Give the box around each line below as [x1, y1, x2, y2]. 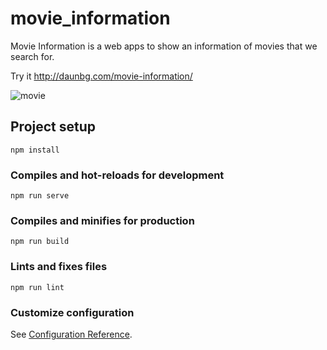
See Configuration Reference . [10, 328, 133, 340]
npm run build [10, 237, 70, 247]
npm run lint [10, 282, 65, 292]
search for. [10, 50, 55, 62]
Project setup [10, 118, 97, 136]
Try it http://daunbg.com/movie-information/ [10, 70, 193, 82]
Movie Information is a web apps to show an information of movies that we [10, 40, 318, 52]
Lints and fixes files [10, 260, 108, 274]
